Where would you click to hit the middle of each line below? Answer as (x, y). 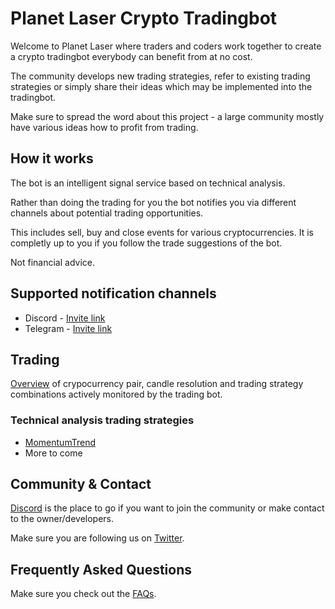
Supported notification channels (113, 293)
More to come (53, 453)
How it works (52, 158)
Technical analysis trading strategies (102, 420)
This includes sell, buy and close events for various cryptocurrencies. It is (162, 232)
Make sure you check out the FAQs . (83, 594)
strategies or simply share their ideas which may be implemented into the (161, 86)
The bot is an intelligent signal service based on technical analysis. (148, 183)
